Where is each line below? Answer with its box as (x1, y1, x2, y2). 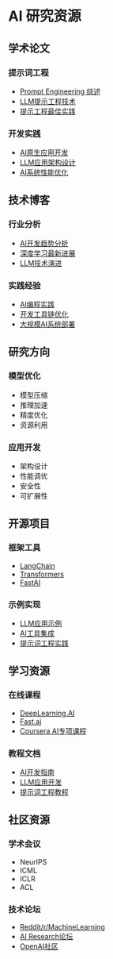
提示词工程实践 (19, 638, 69, 648)
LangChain (19, 560, 55, 570)
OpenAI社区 (19, 942, 58, 951)
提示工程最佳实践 (19, 106, 76, 116)
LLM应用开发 (19, 777, 62, 787)
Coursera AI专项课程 (19, 726, 87, 735)
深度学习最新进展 (19, 248, 76, 258)
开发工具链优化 (19, 310, 69, 319)
